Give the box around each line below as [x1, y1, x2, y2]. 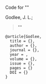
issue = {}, [10, 61, 35, 66]
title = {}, [10, 38, 35, 44]
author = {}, [10, 43, 37, 48]
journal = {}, [10, 48, 39, 53]
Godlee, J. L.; [5, 14, 33, 20]
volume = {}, [10, 56, 37, 61]
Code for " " [5, 5, 29, 10]
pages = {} [10, 66, 33, 71]
